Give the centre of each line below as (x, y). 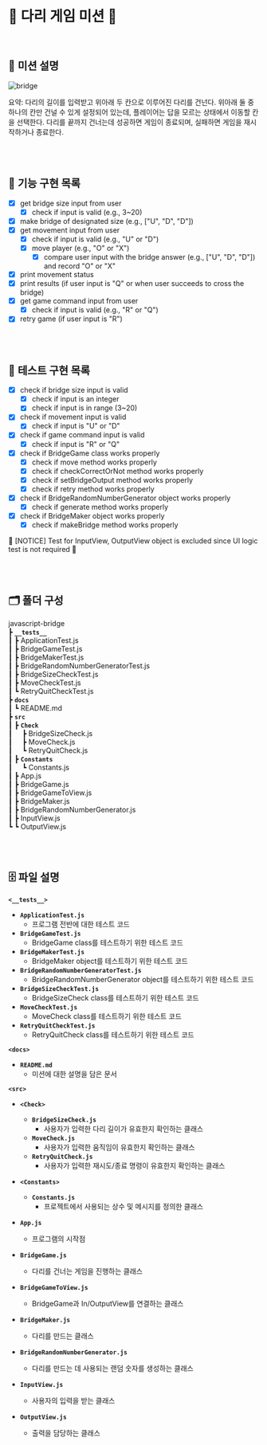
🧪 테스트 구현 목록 (49, 370)
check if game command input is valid (82, 435)
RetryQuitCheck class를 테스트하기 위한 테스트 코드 (113, 1034)
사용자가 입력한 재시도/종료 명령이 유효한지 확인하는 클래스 (134, 1165)
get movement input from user (70, 230)
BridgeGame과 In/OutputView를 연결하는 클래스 (108, 1303)
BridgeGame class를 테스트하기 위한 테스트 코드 (107, 942)
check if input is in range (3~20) (84, 408)
